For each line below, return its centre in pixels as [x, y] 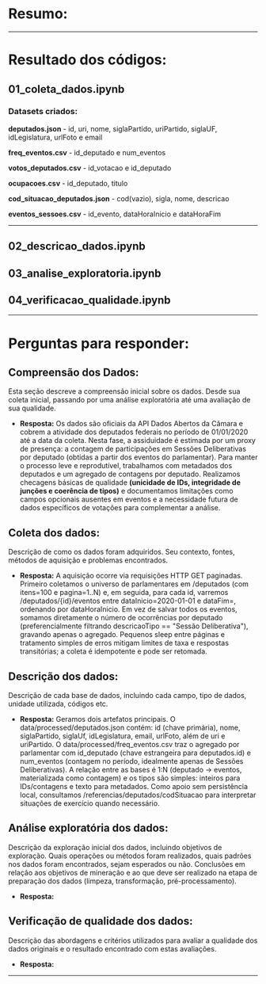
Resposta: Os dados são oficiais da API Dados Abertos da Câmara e [131, 424]
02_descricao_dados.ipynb [77, 246]
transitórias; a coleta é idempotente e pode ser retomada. [113, 651]
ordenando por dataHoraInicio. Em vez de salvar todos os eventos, [128, 609]
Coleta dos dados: [54, 533]
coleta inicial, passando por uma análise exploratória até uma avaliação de [129, 400]
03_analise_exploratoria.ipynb [85, 273]
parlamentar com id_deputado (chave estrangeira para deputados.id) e [135, 753]
